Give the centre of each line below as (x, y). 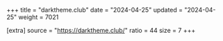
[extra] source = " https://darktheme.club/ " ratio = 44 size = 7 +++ (101, 30)
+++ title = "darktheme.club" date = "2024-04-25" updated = (95, 10)
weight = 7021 (39, 17)
